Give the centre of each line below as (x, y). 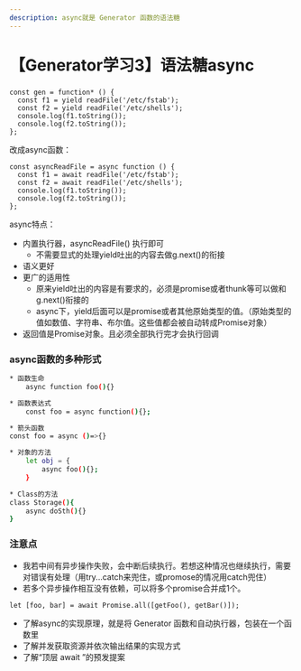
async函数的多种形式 (55, 359)
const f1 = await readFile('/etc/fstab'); (98, 174)
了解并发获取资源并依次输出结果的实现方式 (101, 646)
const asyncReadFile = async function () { (92, 167)
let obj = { (48, 461)
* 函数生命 (27, 379)
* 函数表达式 (30, 403)
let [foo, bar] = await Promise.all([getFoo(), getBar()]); (125, 605)
